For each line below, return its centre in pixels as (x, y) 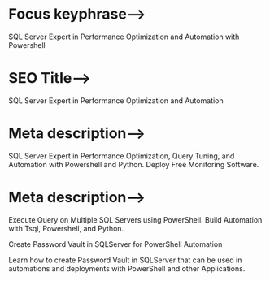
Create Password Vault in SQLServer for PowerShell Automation (115, 244)
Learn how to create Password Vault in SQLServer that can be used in (125, 260)
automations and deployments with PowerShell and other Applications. (127, 268)
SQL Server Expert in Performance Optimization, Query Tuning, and (122, 156)
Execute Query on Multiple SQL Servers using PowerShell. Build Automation (135, 219)
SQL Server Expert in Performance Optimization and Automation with (124, 37)
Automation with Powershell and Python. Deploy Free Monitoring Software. (134, 164)
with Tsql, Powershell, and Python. (66, 228)
